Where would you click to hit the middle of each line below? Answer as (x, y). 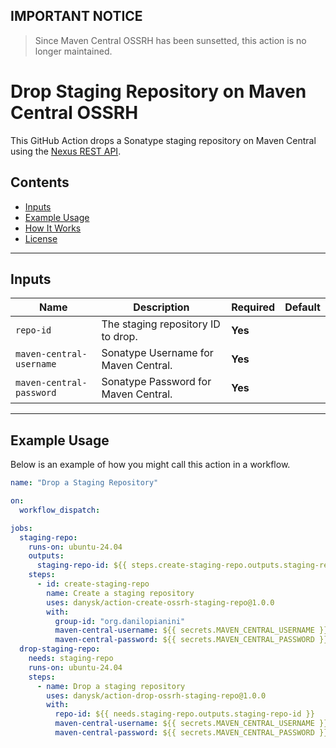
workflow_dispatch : (60, 510)
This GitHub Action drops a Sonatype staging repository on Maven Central (163, 140)
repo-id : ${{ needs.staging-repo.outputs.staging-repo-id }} (184, 714)
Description (161, 307)
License (41, 238)
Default (302, 307)
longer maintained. (73, 51)
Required (253, 307)
